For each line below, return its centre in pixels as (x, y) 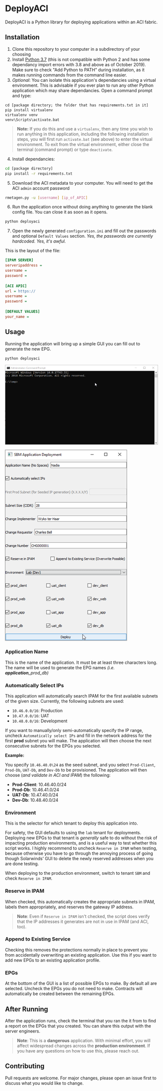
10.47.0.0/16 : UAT (31, 715)
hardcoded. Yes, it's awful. (39, 241)
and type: (22, 95)
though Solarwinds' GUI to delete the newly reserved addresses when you (79, 859)
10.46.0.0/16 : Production (37, 710)
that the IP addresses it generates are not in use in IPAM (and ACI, (83, 922)
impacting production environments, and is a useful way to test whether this (81, 843)
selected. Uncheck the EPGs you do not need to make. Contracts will (74, 989)
